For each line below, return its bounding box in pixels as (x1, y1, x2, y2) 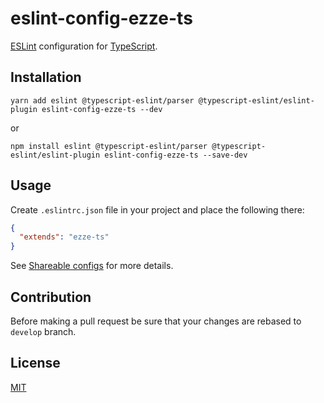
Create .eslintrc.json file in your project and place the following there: (10, 203, 305, 216)
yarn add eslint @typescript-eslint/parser (10, 95, 195, 106)
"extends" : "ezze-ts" (19, 232, 110, 242)
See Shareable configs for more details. (10, 260, 174, 272)
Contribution (10, 288, 92, 306)
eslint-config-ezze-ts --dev (41, 104, 163, 114)
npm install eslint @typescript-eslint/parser (10, 141, 208, 151)
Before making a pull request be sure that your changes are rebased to (10, 315, 302, 327)
